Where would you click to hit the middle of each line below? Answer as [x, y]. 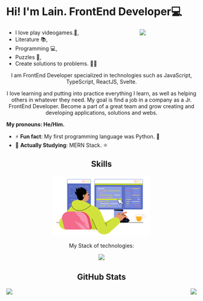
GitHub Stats [101, 277]
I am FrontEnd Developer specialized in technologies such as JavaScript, [101, 75]
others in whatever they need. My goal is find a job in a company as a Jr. [101, 100]
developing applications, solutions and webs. [101, 112]
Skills [101, 164]
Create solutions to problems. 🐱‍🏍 [56, 63]
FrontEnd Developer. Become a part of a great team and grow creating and [101, 106]
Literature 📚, [31, 39]
